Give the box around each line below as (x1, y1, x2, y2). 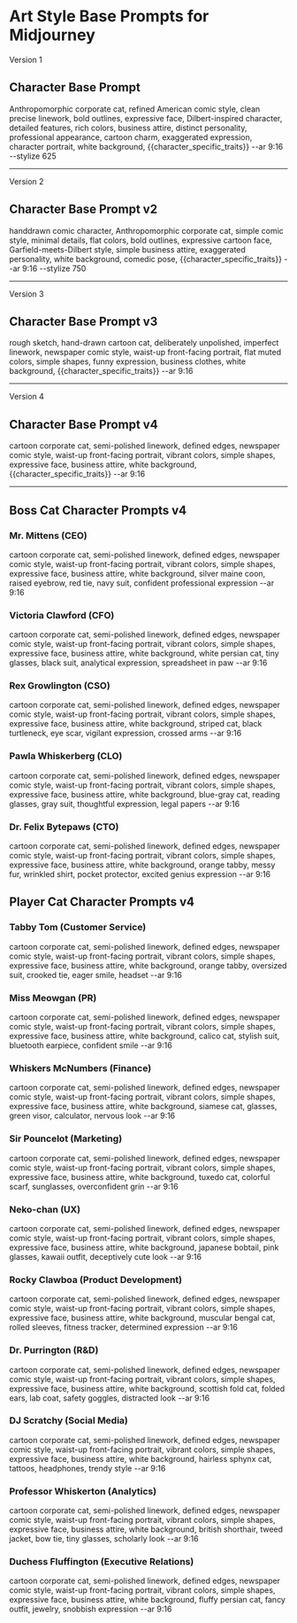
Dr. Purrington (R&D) (9, 1344, 99, 1356)
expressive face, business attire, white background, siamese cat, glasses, (9, 1101, 278, 1112)
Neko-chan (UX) (9, 1203, 81, 1215)
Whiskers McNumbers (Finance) (9, 1061, 152, 1074)
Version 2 (9, 175, 44, 187)
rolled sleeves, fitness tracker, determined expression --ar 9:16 (9, 1322, 239, 1332)
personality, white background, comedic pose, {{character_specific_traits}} (9, 253, 283, 264)
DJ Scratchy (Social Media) (9, 1415, 128, 1427)
